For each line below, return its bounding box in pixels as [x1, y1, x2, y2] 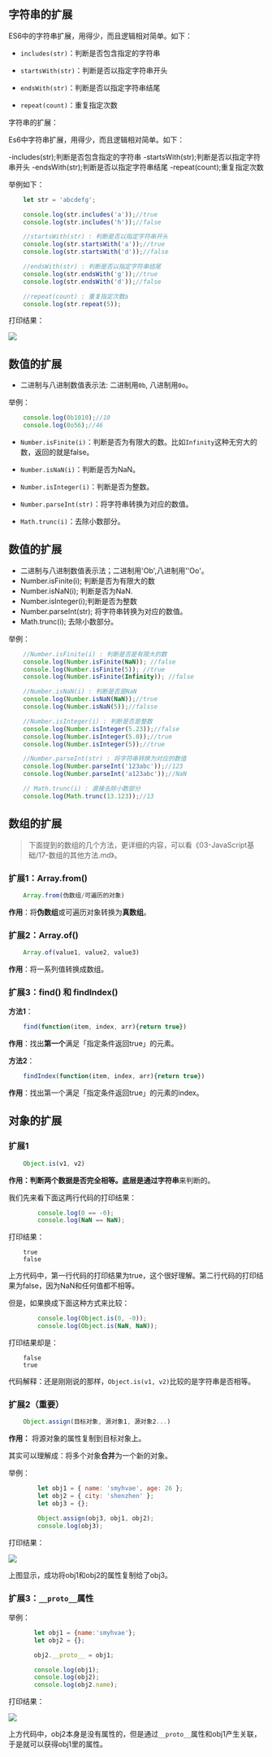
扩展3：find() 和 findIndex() [8, 986, 119, 997]
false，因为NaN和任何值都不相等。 [22, 1281, 140, 1290]
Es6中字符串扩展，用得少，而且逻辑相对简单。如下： [8, 134, 185, 144]
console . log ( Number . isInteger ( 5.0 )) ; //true [23, 732, 173, 741]
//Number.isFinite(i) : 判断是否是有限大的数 [23, 650, 168, 658]
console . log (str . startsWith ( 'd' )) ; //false [23, 248, 169, 256]
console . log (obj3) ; [37, 1522, 104, 1530]
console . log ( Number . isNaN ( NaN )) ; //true [23, 695, 158, 703]
